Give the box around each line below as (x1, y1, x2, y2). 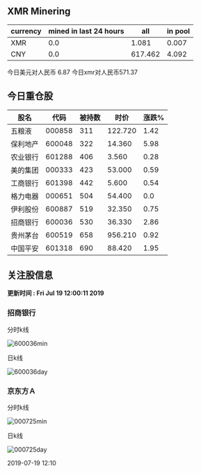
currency (10, 26, 42, 35)
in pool (166, 26, 190, 35)
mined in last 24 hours (48, 26, 124, 35)
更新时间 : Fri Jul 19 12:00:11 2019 (7, 289, 104, 298)
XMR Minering (7, 6, 71, 17)
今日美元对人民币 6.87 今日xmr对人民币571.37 (7, 67, 138, 76)
